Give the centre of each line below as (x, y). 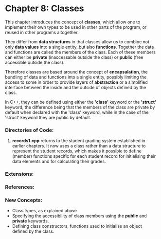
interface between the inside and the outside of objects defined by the (76, 87)
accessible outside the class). (35, 62)
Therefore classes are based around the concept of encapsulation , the (76, 72)
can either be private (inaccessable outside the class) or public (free (74, 57)
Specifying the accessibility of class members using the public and (79, 216)
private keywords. (30, 221)
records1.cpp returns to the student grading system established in (79, 141)
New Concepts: (24, 200)
